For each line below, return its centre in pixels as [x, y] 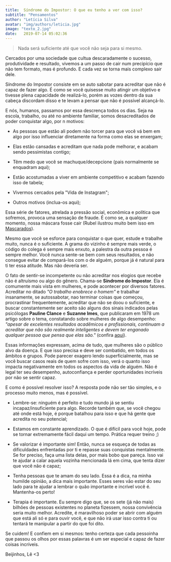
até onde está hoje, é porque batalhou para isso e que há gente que [84, 413]
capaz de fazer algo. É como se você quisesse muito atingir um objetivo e [83, 90]
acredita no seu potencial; [40, 419]
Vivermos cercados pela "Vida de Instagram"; [61, 192]
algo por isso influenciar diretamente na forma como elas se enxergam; [88, 137]
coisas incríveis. [22, 544]
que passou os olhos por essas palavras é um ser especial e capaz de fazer [85, 539]
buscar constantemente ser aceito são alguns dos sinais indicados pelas [82, 308]
